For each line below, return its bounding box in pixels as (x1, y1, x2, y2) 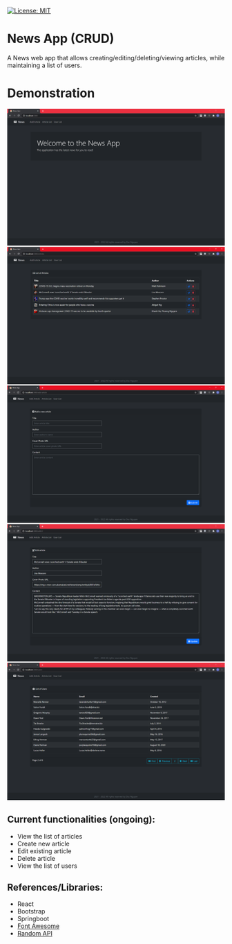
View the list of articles (17, 832, 83, 840)
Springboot (17, 915, 50, 923)
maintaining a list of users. (7, 61, 82, 69)
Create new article (17, 839, 70, 848)
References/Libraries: (7, 881, 104, 893)
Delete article (17, 854, 56, 862)
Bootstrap (17, 907, 46, 916)
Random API (17, 929, 53, 938)
